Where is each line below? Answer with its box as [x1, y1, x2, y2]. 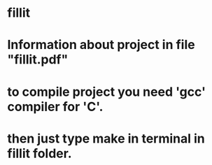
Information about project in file [7, 37, 195, 53]
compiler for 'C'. [7, 99, 104, 115]
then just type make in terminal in [7, 131, 205, 146]
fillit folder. [7, 145, 72, 162]
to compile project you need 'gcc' [7, 84, 206, 99]
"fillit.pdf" [7, 52, 69, 68]
